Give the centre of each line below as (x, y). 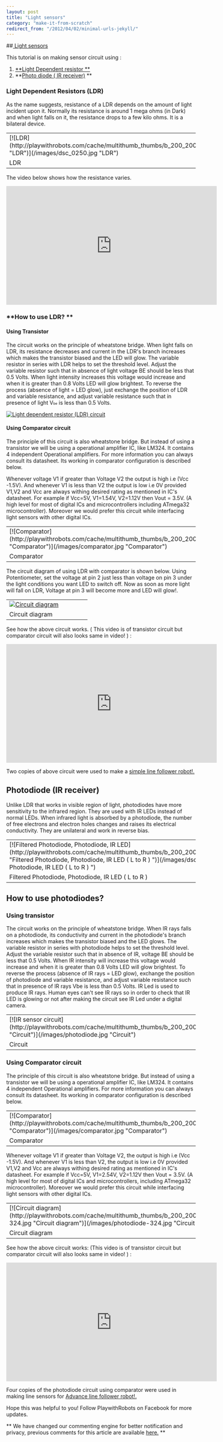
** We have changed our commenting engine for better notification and (95, 1426)
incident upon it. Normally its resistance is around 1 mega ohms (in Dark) (96, 111)
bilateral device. (26, 124)
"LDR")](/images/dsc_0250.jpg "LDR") (64, 153)
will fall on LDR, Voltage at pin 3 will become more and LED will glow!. (92, 590)
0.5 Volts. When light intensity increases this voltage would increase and (96, 377)
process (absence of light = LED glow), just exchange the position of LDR (97, 390)
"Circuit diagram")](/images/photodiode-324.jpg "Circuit (114, 1223)
